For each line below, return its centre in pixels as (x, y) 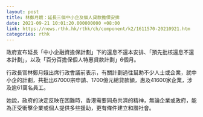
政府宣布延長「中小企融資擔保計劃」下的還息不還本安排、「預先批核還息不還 (100, 52)
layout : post (23, 12)
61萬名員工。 (33, 87)
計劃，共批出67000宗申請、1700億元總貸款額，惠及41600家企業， (105, 80)
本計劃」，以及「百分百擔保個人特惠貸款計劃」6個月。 (73, 60)
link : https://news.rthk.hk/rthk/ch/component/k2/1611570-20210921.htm (98, 29)
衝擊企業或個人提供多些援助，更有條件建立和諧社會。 (88, 108)
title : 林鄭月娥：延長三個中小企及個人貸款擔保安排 (63, 17)
